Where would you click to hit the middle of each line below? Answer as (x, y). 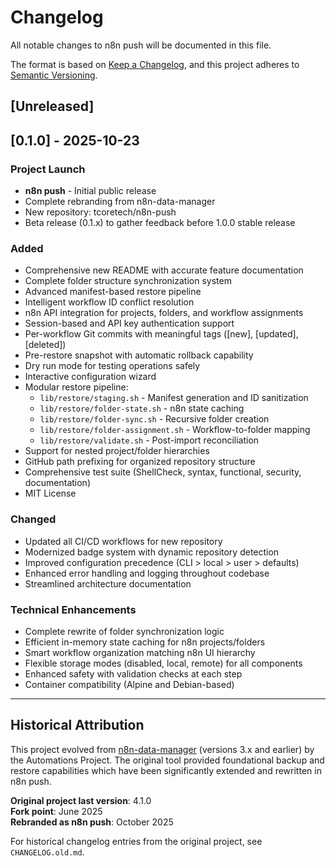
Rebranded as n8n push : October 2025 (92, 822)
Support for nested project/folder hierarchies (117, 451)
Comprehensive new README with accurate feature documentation (164, 270)
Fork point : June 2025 (56, 811)
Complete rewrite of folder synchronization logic (124, 631)
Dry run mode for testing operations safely (112, 366)
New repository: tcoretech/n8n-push (100, 212)
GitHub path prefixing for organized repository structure (140, 462)
